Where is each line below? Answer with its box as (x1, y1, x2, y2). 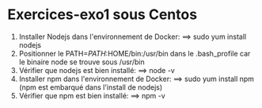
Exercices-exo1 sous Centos (7, 6, 198, 24)
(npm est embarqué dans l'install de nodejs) (18, 82, 163, 92)
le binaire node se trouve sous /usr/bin (18, 57, 145, 67)
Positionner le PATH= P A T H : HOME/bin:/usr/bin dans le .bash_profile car (18, 48, 251, 58)
